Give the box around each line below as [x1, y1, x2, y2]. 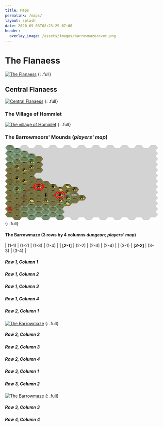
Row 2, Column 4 [5, 356, 40, 362]
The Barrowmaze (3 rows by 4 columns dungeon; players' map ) [5, 232, 137, 237]
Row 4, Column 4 [5, 417, 40, 423]
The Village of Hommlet [5, 110, 62, 117]
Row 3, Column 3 [5, 404, 40, 410]
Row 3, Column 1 [5, 369, 39, 374]
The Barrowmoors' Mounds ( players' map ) [5, 134, 108, 140]
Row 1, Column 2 [5, 271, 39, 277]
